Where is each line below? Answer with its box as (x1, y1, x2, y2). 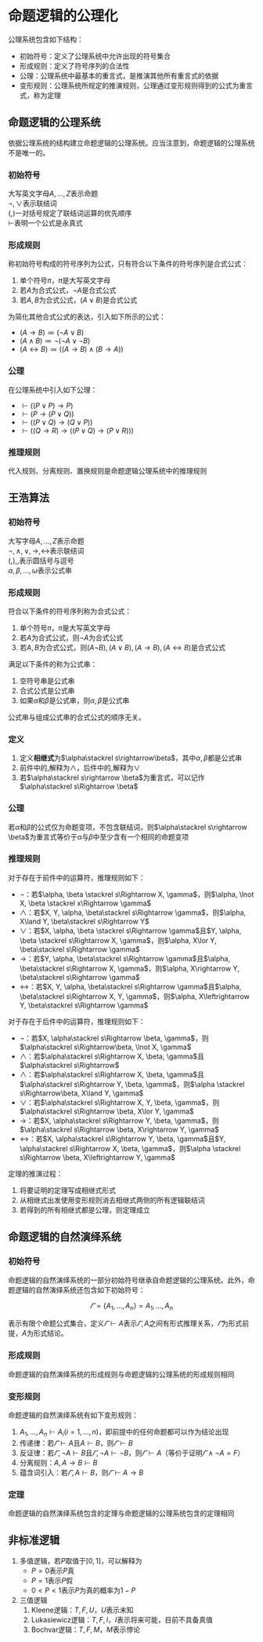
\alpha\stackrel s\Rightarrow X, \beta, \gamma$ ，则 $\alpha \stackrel (19, 1143, 241, 1153)
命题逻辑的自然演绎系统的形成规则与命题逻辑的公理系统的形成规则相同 (8, 1370, 235, 1379)
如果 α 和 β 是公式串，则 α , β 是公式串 (19, 696, 130, 705)
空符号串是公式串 (19, 676, 75, 686)
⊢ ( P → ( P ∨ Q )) (22, 409, 74, 419)
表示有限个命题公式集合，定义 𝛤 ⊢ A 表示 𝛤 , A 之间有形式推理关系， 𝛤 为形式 (8, 1318, 243, 1328)
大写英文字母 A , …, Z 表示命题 (8, 189, 99, 199)
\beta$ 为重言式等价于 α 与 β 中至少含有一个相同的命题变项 (8, 832, 189, 841)
